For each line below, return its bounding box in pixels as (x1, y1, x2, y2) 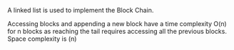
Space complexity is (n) (7, 35, 77, 43)
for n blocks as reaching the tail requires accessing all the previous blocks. (7, 27, 227, 35)
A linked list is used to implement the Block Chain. (7, 6, 154, 14)
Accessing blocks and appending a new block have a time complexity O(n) (7, 20, 227, 27)
